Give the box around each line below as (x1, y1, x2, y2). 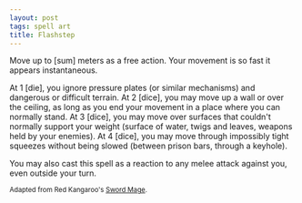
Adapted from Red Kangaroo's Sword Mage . (9, 186, 147, 195)
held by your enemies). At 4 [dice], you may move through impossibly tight (9, 131, 289, 142)
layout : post (9, 13, 59, 23)
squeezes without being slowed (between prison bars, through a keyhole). (9, 140, 288, 151)
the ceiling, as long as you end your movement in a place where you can (9, 102, 280, 113)
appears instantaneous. (9, 65, 98, 76)
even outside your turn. (9, 167, 97, 178)
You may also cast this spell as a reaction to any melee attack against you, (9, 158, 288, 169)
